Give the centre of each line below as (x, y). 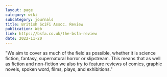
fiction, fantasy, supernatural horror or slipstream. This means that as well (83, 58)
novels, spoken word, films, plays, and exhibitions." (59, 69)
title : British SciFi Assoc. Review (44, 24)
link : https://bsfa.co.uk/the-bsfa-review (51, 34)
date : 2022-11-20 (24, 39)
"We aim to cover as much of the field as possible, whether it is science (80, 53)
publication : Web (24, 29)
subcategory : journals (29, 19)
